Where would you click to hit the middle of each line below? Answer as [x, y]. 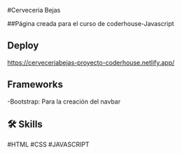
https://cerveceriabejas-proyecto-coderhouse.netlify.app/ [91, 62]
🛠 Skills [25, 124]
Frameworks [35, 84]
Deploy [23, 46]
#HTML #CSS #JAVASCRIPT [48, 145]
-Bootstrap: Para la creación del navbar [64, 101]
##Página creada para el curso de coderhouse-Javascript [91, 23]
